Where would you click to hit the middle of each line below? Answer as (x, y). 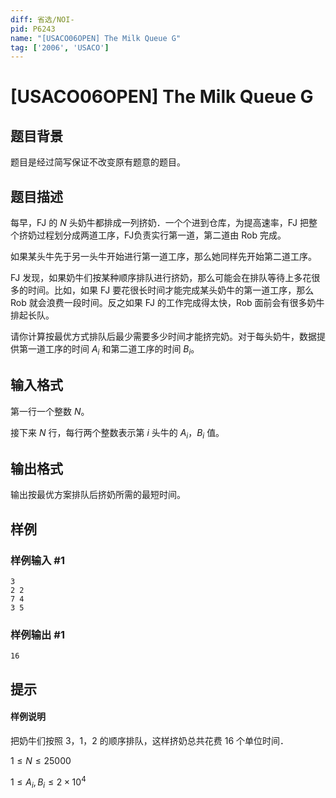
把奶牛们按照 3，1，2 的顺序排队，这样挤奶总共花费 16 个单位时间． (150, 740)
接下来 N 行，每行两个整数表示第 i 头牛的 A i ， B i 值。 (117, 433)
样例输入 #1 (37, 560)
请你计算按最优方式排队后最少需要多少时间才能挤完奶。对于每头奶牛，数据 (163, 337)
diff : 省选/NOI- (42, 19)
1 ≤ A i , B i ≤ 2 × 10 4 (48, 782)
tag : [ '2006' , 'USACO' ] (60, 47)
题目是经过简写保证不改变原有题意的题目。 (98, 162)
